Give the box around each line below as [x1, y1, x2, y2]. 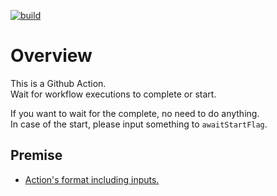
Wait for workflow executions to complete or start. [10, 88, 217, 100]
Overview [10, 45, 93, 67]
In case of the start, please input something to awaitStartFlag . [10, 118, 268, 130]
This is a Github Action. [10, 77, 107, 89]
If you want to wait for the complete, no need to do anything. [10, 107, 260, 119]
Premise [10, 147, 63, 164]
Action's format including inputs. [24, 173, 160, 185]
